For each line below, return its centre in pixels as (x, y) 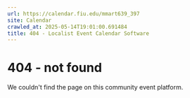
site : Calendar (30, 20)
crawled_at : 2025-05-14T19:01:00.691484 (68, 27)
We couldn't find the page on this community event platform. (95, 87)
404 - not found (55, 68)
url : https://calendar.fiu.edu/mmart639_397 (74, 14)
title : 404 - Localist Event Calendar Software (78, 33)
